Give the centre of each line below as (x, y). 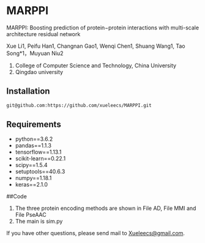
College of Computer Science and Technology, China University (95, 65)
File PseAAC (31, 215)
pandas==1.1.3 (33, 146)
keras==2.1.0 (31, 185)
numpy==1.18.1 (33, 178)
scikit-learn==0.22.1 (40, 159)
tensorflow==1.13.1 (38, 152)
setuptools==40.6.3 (40, 171)
